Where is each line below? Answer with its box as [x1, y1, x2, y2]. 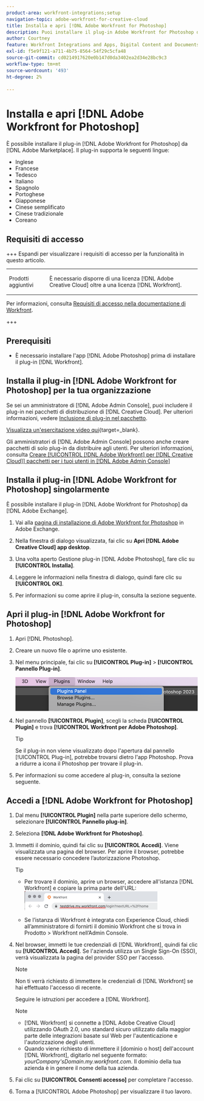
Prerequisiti [6, 336, 52, 346]
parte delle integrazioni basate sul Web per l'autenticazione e [24, 1032, 178, 1040]
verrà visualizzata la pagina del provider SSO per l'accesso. [15, 954, 165, 961]
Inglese [15, 159, 34, 166]
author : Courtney [6, 35, 50, 42]
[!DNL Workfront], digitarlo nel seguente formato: [24, 1051, 148, 1059]
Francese [15, 165, 39, 172]
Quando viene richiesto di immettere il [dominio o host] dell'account [24, 1045, 194, 1052]
